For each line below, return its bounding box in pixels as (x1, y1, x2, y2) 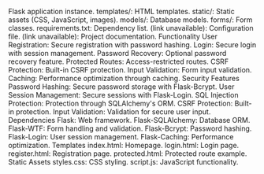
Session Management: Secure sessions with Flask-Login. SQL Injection (8, 91, 239, 99)
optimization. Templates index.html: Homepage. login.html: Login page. (8, 141, 240, 150)
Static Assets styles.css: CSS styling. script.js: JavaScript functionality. (8, 157, 239, 166)
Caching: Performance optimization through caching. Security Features (8, 74, 240, 83)
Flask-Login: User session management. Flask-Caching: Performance (8, 132, 234, 141)
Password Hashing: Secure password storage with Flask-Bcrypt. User (8, 82, 235, 91)
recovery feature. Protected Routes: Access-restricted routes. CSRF (8, 57, 229, 66)
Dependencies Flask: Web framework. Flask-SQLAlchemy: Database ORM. (8, 116, 251, 124)
